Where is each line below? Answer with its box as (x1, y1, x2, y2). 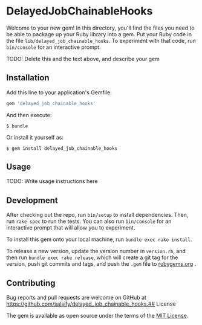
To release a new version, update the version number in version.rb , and (6, 248, 186, 255)
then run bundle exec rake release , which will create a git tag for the (6, 254, 178, 261)
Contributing (6, 278, 56, 288)
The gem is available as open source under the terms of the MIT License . (6, 312, 189, 320)
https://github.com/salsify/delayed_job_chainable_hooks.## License (6, 300, 177, 307)
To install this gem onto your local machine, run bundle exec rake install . (6, 236, 192, 243)
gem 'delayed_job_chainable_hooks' (6, 100, 96, 106)
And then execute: (6, 111, 52, 118)
